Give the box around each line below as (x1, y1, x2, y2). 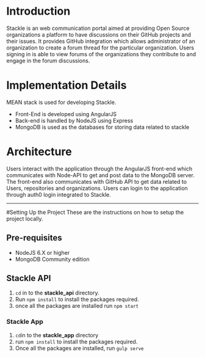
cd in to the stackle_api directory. (15, 289, 99, 297)
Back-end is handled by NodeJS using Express (15, 117, 134, 124)
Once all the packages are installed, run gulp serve (15, 344, 144, 352)
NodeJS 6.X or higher (15, 249, 70, 256)
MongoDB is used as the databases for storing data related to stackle (15, 123, 190, 131)
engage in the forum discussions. (6, 57, 90, 64)
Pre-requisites (6, 233, 62, 243)
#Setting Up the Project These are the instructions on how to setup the (6, 208, 184, 216)
